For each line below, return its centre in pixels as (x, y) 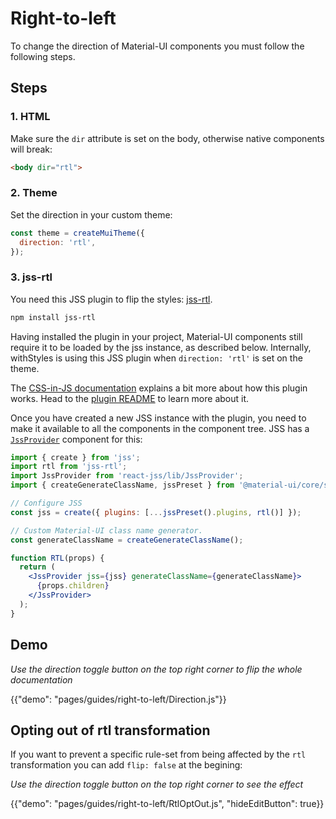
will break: (31, 149)
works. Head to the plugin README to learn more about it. (130, 398)
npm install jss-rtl (53, 317)
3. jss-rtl (31, 277)
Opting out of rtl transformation (110, 730)
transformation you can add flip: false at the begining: (126, 765)
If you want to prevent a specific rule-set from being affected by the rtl (158, 754)
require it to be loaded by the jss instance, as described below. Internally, (161, 347)
